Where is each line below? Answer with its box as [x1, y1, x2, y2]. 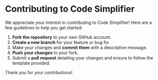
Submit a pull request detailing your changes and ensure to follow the [12, 55, 153, 60]
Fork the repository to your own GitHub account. [12, 34, 112, 40]
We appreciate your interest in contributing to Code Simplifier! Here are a [5, 20, 152, 25]
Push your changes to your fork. [12, 50, 79, 56]
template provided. [12, 60, 50, 66]
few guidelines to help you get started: [5, 24, 83, 30]
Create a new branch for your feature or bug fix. [12, 39, 110, 45]
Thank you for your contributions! [5, 69, 73, 75]
